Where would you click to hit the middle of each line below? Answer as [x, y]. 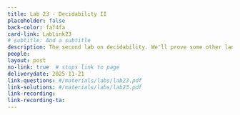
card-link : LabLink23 [40, 34]
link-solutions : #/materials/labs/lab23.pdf [75, 87]
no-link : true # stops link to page [64, 67]
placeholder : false [36, 21]
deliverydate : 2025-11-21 [46, 74]
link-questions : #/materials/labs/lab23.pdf [75, 80]
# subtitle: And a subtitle [49, 41]
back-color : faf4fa [36, 27]
